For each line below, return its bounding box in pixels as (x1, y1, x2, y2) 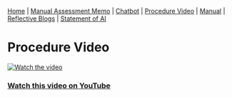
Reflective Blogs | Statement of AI (7, 14, 107, 23)
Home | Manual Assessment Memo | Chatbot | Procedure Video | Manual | (7, 7, 226, 15)
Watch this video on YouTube (7, 81, 111, 91)
